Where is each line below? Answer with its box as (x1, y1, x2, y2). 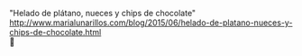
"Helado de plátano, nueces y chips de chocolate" (9, 8, 197, 18)
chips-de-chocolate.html (9, 27, 102, 37)
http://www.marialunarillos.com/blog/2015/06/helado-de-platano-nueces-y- (9, 17, 293, 28)
